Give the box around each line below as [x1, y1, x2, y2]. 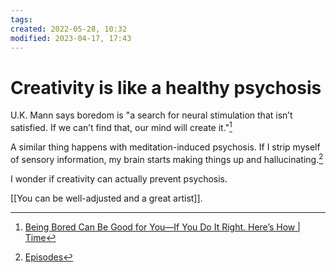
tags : [10, 14, 33, 25]
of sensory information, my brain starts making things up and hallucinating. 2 [10, 151, 324, 165]
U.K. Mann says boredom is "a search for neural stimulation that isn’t [10, 109, 293, 121]
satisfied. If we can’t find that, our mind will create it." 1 [10, 120, 233, 133]
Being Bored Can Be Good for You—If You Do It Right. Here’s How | [24, 221, 301, 233]
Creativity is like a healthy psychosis [10, 76, 322, 99]
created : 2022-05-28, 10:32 [10, 24, 128, 34]
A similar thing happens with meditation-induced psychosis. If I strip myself [10, 141, 321, 153]
